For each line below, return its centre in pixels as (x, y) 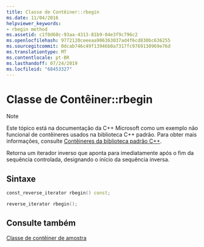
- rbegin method (27, 29)
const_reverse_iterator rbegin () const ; (59, 193)
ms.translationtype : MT (37, 52)
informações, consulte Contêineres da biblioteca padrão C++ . (84, 141)
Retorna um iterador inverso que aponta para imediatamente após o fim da (100, 153)
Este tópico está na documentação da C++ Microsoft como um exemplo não (102, 128)
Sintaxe (21, 179)
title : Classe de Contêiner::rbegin (53, 12)
